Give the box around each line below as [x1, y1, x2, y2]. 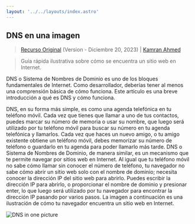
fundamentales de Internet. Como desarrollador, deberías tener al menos [6, 82, 184, 89]
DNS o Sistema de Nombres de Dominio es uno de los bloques [6, 75, 158, 83]
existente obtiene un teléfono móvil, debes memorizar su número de [6, 137, 173, 144]
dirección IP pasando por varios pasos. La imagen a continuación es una [6, 193, 183, 201]
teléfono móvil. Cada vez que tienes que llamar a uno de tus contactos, [6, 112, 179, 119]
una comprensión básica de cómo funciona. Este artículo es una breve [6, 88, 178, 95]
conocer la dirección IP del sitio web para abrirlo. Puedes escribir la [6, 175, 171, 182]
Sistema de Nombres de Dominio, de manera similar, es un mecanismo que [6, 150, 189, 157]
